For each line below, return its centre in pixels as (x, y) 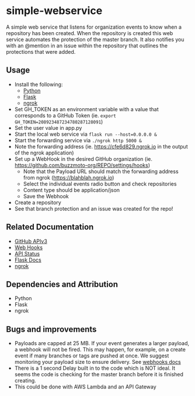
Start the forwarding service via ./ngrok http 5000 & (78, 140)
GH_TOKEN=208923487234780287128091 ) (59, 122)
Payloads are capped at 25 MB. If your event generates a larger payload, (102, 343)
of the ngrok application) (44, 153)
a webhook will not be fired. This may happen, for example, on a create (100, 350)
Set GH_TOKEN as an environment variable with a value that (86, 109)
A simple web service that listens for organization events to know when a (94, 27)
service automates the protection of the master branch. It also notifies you (95, 39)
